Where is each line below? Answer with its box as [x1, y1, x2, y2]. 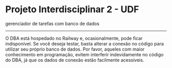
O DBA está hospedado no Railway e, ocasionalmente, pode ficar [5, 35, 143, 41]
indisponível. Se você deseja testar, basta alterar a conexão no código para [5, 40, 164, 47]
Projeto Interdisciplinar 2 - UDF [5, 4, 139, 15]
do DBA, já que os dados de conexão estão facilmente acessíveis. [5, 57, 144, 63]
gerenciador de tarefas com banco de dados [5, 20, 100, 27]
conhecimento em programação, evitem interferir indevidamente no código [5, 51, 164, 57]
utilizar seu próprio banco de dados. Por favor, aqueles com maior [5, 46, 145, 52]
